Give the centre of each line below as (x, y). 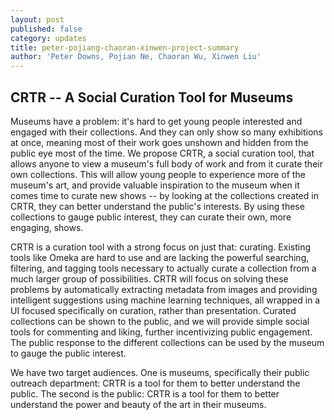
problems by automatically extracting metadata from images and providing (164, 289)
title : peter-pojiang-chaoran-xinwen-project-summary (125, 47)
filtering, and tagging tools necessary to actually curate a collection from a (163, 268)
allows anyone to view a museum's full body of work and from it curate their (166, 163)
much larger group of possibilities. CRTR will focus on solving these (149, 278)
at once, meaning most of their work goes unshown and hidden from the (159, 142)
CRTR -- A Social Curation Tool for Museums (152, 97)
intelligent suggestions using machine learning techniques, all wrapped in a (165, 300)
